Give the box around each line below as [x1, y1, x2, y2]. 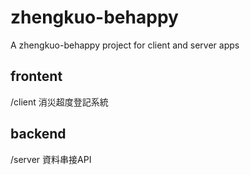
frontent [10, 68, 63, 85]
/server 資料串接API [10, 153, 92, 165]
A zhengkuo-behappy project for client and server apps [10, 39, 240, 51]
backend [10, 126, 67, 143]
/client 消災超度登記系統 [10, 96, 109, 108]
